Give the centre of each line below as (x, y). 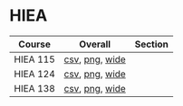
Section (152, 44)
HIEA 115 (35, 59)
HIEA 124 (35, 74)
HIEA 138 (35, 88)
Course (34, 44)
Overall (95, 44)
